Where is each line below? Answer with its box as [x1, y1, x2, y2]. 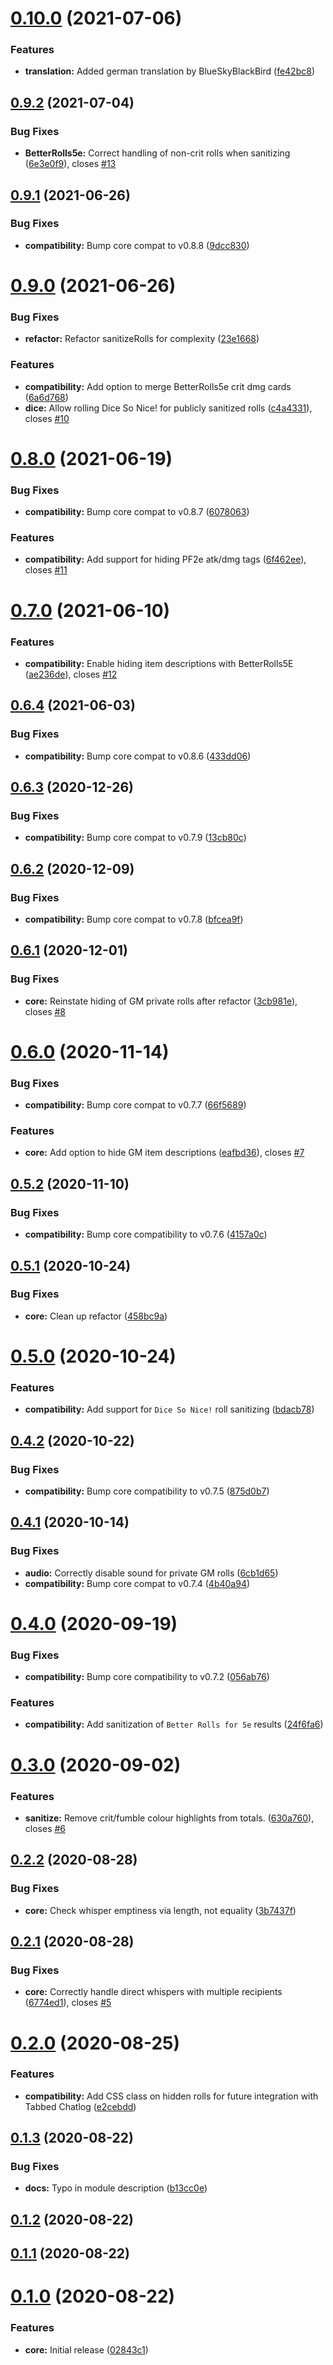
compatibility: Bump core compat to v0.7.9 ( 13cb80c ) [24, 832, 247, 844]
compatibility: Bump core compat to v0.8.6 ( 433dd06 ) [24, 750, 252, 762]
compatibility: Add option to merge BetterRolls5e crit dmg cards [24, 380, 292, 392]
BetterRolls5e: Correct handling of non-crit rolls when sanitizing [24, 147, 291, 159]
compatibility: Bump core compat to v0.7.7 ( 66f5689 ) [24, 1099, 247, 1111]
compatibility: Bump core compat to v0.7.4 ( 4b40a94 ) [24, 1577, 251, 1589]
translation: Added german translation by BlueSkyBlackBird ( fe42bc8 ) [24, 65, 315, 77]
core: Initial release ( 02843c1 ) [24, 2343, 149, 2356]
